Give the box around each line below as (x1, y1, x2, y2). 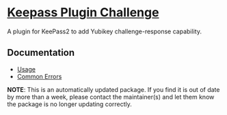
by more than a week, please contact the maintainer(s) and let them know (7, 93, 215, 101)
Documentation (7, 47, 75, 59)
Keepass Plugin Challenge (7, 5, 159, 20)
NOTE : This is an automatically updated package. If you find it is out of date (7, 85, 220, 93)
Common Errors (16, 72, 62, 80)
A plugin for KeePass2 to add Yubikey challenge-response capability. (7, 27, 202, 35)
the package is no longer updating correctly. (7, 100, 132, 108)
